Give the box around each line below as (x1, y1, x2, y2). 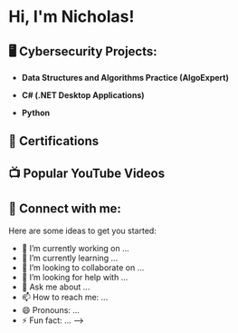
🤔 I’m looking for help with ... (21, 271, 129, 282)
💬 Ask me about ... (21, 281, 90, 292)
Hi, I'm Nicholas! (8, 6, 135, 27)
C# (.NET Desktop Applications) (21, 90, 146, 101)
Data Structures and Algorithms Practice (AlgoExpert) (21, 73, 230, 83)
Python (21, 107, 51, 118)
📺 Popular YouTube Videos (8, 165, 165, 181)
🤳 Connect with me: (8, 201, 121, 217)
